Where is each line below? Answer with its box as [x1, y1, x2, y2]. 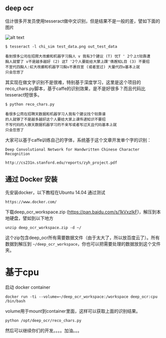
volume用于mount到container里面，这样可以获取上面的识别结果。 [5, 308, 141, 314]
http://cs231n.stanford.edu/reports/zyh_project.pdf [5, 160, 117, 165]
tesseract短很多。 [5, 91, 42, 97]
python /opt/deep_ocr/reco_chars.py [5, 318, 81, 323]
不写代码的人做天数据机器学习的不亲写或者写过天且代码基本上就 [5, 122, 117, 127]
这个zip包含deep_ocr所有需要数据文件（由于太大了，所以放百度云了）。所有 [5, 235, 160, 241]
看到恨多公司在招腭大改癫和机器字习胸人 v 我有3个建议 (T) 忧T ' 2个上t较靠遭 [5, 54, 151, 59]
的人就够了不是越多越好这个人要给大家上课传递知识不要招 [5, 117, 106, 122]
